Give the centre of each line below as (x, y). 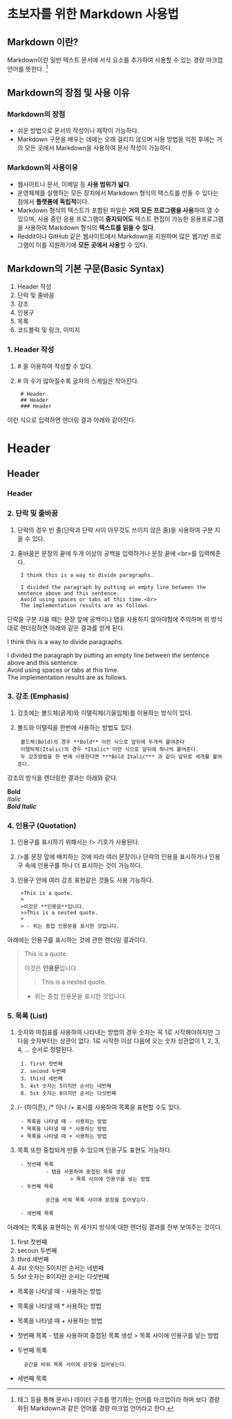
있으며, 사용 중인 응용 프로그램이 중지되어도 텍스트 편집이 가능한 (103, 218)
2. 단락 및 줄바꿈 (33, 514)
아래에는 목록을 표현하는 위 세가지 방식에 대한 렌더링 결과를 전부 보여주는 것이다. (115, 1227)
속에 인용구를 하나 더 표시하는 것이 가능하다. (84, 865)
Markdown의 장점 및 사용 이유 (68, 93)
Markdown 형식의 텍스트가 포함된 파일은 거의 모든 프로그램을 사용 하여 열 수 (118, 210)
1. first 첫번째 (42, 1064)
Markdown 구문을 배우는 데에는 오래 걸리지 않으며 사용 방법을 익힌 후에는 (116, 139)
